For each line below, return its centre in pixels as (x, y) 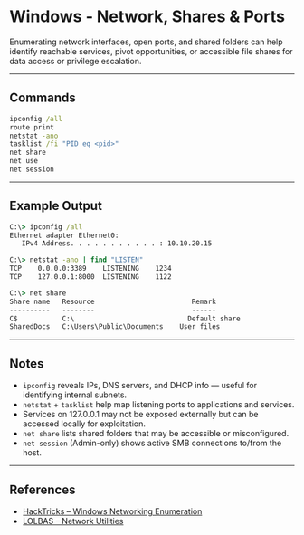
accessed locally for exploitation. (84, 424)
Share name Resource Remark (113, 301)
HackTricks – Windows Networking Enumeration (112, 511)
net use (24, 161)
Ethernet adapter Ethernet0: (64, 235)
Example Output (56, 206)
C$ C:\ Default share (125, 319)
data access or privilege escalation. (76, 61)
